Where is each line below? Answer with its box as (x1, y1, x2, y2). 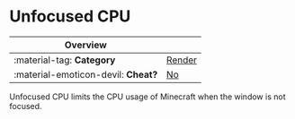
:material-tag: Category (13, 54, 116, 66)
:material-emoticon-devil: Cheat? (13, 68, 158, 81)
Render (165, 54, 198, 66)
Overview (64, 38, 108, 51)
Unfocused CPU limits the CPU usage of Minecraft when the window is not (9, 91, 286, 102)
